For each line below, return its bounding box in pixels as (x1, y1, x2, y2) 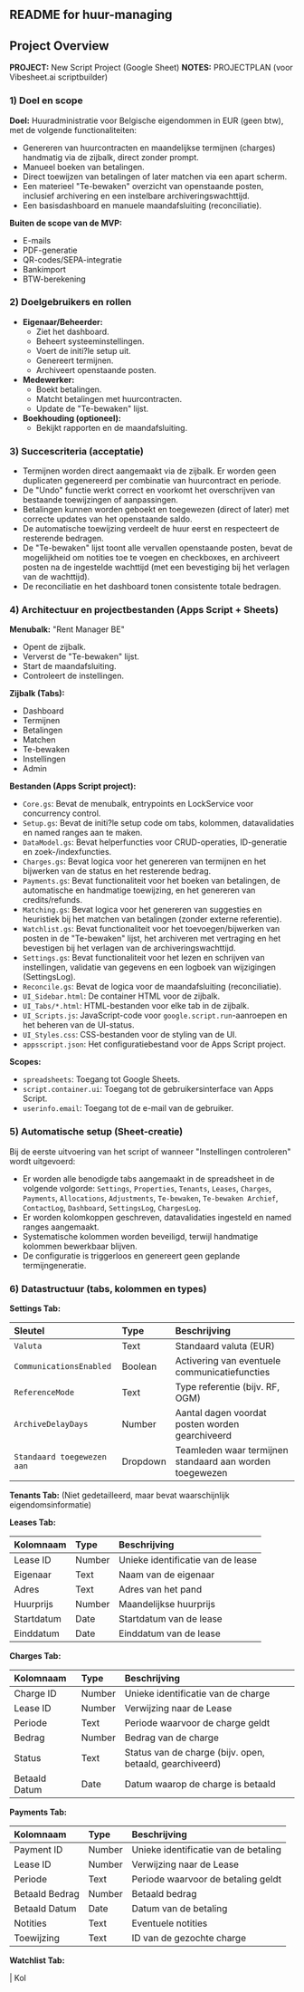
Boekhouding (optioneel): (22, 412, 122, 424)
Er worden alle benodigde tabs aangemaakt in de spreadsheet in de (22, 1173, 275, 1184)
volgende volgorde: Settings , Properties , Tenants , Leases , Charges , (22, 1183, 272, 1193)
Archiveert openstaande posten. (35, 364, 157, 375)
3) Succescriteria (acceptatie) (9, 445, 145, 457)
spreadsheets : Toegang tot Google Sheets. (22, 1074, 181, 1085)
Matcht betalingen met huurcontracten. (35, 393, 183, 404)
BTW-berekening (22, 273, 86, 284)
